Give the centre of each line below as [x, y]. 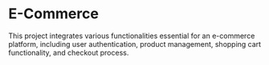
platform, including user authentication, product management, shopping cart [135, 44]
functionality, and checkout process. [69, 52]
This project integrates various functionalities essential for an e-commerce [132, 36]
